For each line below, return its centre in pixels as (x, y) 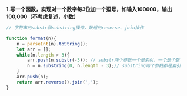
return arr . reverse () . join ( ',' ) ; (58, 82)
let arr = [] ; (34, 49)
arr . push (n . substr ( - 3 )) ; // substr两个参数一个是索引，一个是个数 (103, 60)
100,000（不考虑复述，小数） (43, 16)
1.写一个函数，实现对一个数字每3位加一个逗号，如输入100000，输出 (89, 9)
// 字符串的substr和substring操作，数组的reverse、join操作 (75, 28)
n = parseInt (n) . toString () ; (52, 44)
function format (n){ (31, 38)
